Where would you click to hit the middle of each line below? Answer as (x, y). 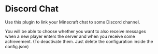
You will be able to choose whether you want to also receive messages (76, 31)
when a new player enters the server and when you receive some (70, 36)
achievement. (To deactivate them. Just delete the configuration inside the (79, 41)
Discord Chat (32, 9)
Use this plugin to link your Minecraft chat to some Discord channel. (72, 22)
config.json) (17, 46)
